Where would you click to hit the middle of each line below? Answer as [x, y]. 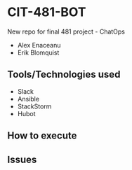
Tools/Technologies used [64, 75]
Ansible [28, 99]
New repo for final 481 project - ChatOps [66, 31]
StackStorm [34, 106]
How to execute [42, 136]
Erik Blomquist [38, 52]
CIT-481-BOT [47, 12]
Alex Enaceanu [39, 45]
